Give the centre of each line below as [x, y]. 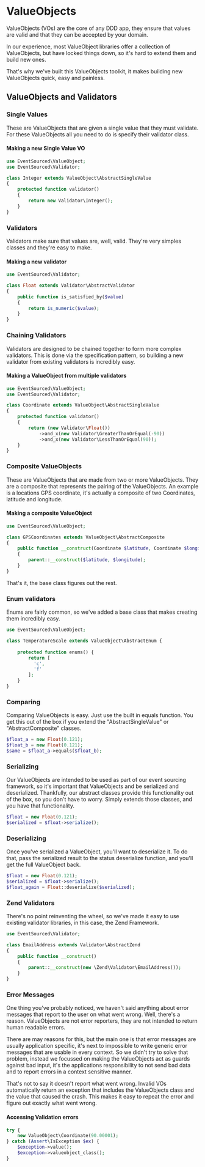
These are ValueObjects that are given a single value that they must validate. [103, 128]
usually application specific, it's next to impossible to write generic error [97, 1046]
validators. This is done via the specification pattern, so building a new [95, 355]
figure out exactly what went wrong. [52, 1103]
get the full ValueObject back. [44, 865]
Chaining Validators [36, 336]
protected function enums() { [56, 652]
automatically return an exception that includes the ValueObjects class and [100, 1090]
